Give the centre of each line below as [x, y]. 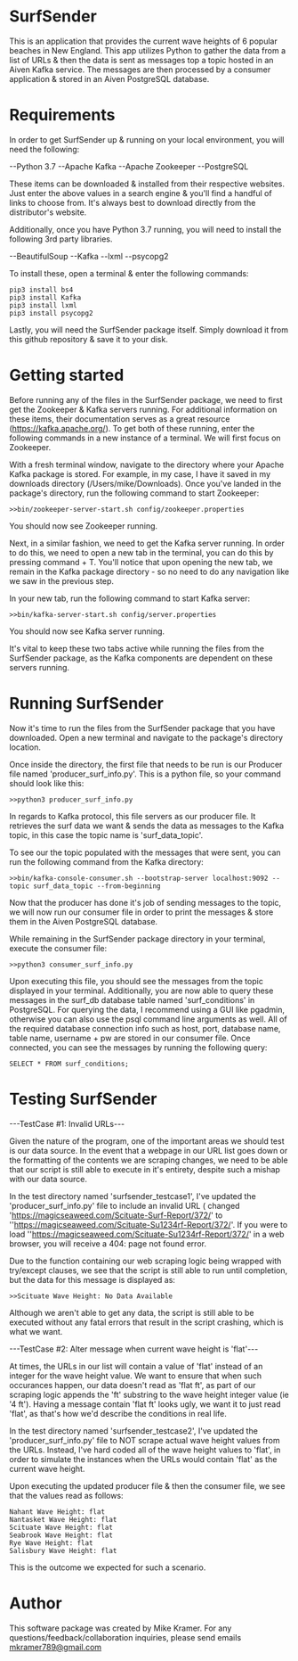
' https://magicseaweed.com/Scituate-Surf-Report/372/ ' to [116, 1215]
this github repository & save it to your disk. [89, 339]
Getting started [67, 375]
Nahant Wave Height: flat [57, 1512]
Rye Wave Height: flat [51, 1543]
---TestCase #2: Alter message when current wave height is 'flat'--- [134, 1349]
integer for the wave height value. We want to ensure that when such [136, 1376]
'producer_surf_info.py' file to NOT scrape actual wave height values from [145, 1440]
